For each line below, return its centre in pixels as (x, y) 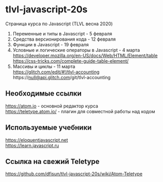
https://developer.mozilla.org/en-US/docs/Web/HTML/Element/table (85, 56)
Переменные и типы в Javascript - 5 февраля (62, 33)
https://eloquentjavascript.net (37, 140)
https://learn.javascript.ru (32, 145)
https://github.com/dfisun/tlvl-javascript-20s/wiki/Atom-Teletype (74, 174)
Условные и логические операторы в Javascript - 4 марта (76, 50)
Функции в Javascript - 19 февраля (51, 44)
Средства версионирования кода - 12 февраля (64, 39)
